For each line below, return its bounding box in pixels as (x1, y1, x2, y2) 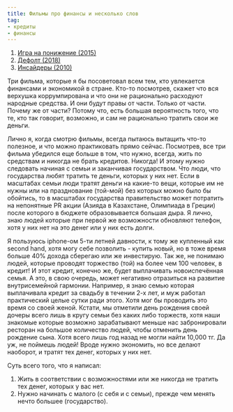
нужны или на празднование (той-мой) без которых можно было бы (7, 187, 211, 195)
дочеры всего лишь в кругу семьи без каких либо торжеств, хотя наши (7, 311, 221, 319)
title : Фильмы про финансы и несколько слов (7, 10, 139, 17)
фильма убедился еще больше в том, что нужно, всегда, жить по (7, 150, 202, 158)
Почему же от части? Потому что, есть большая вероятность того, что (7, 106, 219, 115)
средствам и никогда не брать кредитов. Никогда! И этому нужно (7, 157, 205, 166)
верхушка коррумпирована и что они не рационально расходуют (7, 92, 203, 100)
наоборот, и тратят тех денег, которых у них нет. (7, 348, 152, 356)
